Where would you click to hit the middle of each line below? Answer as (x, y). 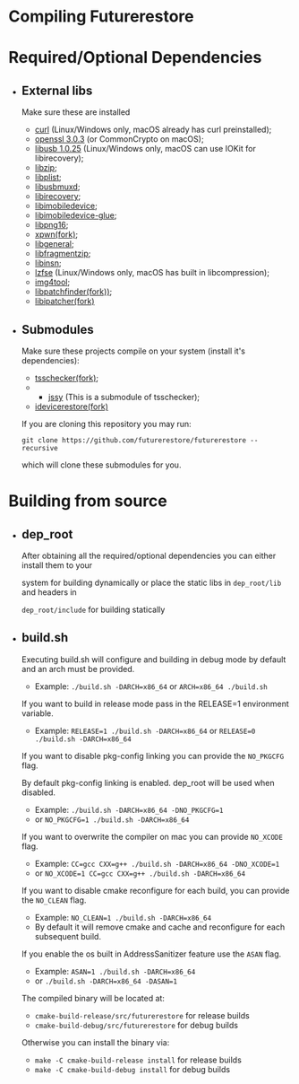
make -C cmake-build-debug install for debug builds (132, 1069)
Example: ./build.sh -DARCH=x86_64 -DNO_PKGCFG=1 (129, 809)
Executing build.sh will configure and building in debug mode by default (154, 659)
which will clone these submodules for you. (101, 465)
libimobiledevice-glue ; (76, 215)
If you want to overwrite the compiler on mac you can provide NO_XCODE (152, 836)
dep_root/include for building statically (93, 609)
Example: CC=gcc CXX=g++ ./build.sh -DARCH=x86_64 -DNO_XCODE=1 (157, 863)
